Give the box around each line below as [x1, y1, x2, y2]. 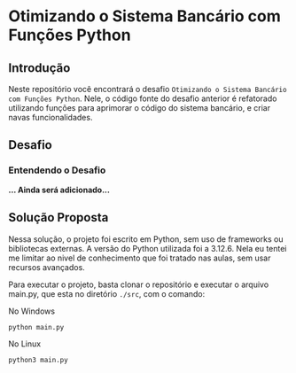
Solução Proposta [8, 210, 109, 225]
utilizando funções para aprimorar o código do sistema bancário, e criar [8, 103, 271, 113]
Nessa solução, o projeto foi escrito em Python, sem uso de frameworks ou [8, 233, 284, 245]
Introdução [8, 60, 71, 75]
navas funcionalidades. [8, 113, 93, 122]
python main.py [8, 322, 65, 331]
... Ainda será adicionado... [8, 184, 110, 195]
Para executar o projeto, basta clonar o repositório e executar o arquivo [8, 279, 269, 290]
